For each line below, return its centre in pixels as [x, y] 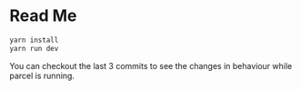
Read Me [43, 16]
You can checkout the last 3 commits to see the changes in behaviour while [151, 65]
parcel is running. [42, 75]
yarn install [34, 40]
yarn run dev [34, 48]
